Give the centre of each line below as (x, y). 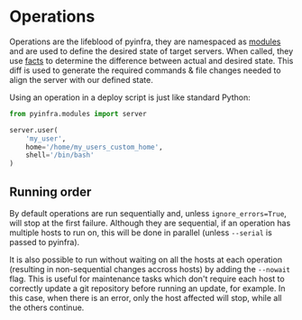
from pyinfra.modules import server (78, 114)
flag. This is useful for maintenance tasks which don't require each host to (147, 279)
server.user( (34, 130)
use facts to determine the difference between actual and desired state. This (151, 60)
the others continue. (47, 307)
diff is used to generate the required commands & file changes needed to (145, 70)
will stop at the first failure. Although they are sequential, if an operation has (150, 223)
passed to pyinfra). (45, 242)
